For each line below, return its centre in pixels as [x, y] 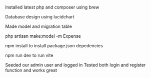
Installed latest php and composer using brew [52, 7]
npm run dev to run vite [29, 55]
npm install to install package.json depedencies [54, 46]
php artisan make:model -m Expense [43, 36]
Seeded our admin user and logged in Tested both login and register [75, 65]
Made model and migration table [39, 26]
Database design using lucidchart [40, 17]
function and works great [31, 70]
